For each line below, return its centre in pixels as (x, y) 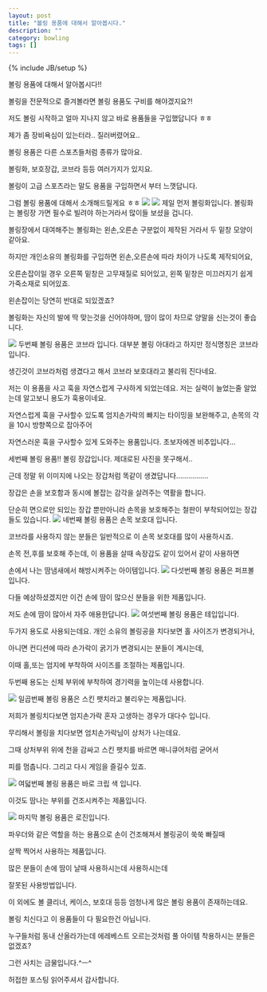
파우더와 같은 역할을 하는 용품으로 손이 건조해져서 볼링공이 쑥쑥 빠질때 (117, 834)
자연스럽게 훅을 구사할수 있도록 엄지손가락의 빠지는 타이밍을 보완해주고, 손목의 (130, 415)
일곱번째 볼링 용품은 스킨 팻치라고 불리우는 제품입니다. (102, 699)
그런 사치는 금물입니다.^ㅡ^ (50, 963)
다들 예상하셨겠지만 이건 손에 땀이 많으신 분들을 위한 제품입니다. (107, 598)
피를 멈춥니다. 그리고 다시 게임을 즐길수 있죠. (77, 767)
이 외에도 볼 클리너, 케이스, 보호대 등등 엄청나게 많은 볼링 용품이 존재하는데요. (128, 902)
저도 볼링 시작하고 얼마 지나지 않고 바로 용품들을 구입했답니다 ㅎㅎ (110, 118)
